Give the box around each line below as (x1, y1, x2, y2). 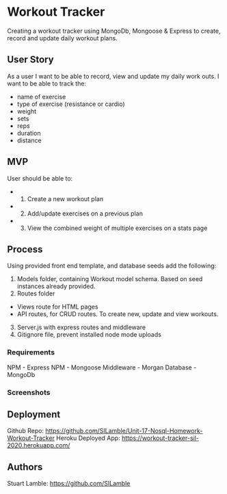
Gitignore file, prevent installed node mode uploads (16, 330, 162, 339)
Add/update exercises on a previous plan (27, 209, 144, 218)
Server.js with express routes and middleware (16, 323, 146, 332)
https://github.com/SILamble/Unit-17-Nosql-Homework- (45, 427, 203, 435)
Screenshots (7, 387, 51, 397)
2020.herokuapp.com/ (7, 441, 70, 450)
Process (7, 244, 43, 255)
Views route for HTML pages (16, 302, 98, 311)
